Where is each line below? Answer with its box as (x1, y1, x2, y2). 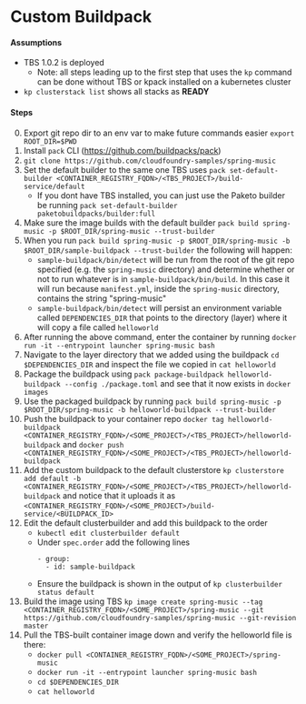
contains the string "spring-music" (36, 293, 167, 304)
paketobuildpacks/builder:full (36, 209, 156, 218)
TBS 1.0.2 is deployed (23, 57, 105, 68)
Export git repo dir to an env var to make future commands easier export (23, 127, 295, 138)
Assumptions (10, 36, 63, 47)
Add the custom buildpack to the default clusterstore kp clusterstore (23, 464, 284, 475)
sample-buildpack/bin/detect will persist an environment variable (36, 302, 282, 313)
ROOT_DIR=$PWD (23, 136, 77, 146)
